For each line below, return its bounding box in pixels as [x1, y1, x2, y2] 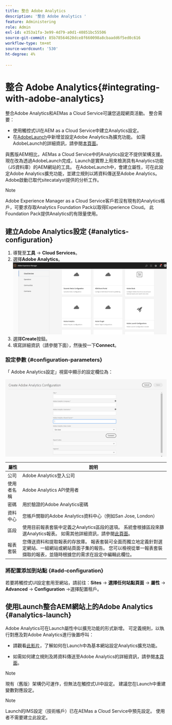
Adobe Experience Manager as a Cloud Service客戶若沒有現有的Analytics [5, 198, 161, 204]
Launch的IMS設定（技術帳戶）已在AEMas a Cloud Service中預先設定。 [5, 708, 155, 714]
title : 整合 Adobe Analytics [5, 8, 66, 13]
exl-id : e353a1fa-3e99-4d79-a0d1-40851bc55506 [5, 30, 106, 35]
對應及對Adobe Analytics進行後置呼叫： [9, 632, 94, 638]
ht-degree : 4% [5, 51, 36, 56]
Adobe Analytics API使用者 [22, 487, 79, 493]
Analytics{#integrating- [56, 81, 160, 93]
